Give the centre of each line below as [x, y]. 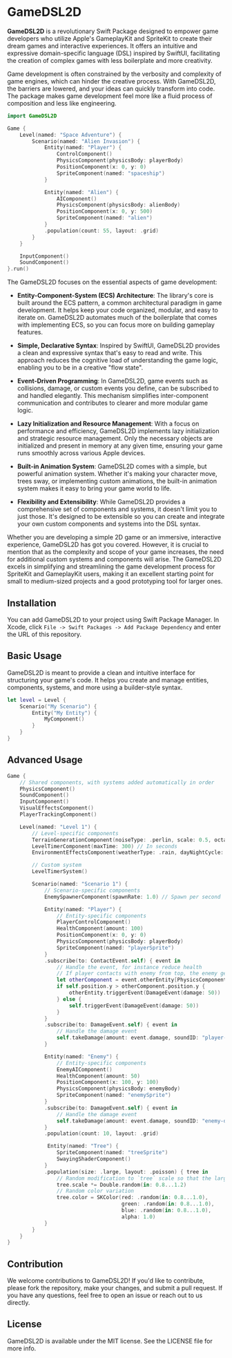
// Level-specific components [75, 833]
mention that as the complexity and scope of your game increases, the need [116, 552]
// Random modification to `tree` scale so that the [134, 1178]
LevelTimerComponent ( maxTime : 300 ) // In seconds [105, 846]
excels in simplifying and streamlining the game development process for [111, 566]
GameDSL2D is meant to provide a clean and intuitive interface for [101, 672]
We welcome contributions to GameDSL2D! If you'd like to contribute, [106, 1281]
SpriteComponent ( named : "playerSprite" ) [115, 948]
